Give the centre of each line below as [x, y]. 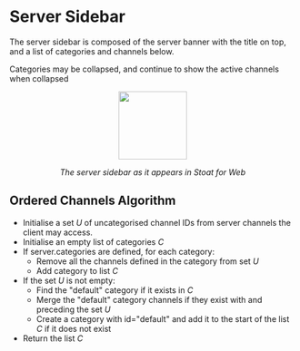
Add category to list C [77, 270]
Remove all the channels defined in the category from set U [147, 261]
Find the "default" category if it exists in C [115, 290]
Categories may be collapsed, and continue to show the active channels [145, 69]
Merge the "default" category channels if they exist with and [149, 299]
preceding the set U [73, 309]
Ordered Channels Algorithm [93, 201]
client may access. [58, 232]
